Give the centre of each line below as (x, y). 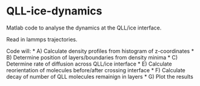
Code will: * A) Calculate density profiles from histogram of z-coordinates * (100, 51)
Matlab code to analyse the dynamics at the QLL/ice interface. (84, 28)
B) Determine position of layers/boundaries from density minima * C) (92, 57)
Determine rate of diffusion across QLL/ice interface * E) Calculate (89, 64)
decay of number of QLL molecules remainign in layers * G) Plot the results (100, 76)
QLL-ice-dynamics (54, 11)
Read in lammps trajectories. (42, 39)
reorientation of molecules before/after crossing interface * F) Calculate (96, 70)
